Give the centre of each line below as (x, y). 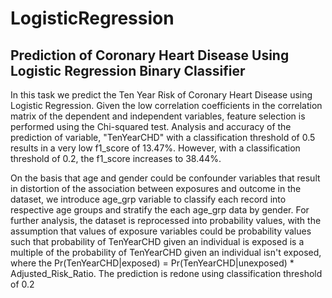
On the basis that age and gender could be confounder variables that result (165, 178)
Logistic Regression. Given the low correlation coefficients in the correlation (166, 105)
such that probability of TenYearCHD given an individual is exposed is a (157, 241)
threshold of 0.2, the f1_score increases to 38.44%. (116, 158)
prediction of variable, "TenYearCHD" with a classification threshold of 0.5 (163, 137)
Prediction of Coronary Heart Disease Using (150, 55)
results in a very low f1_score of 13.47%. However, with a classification (155, 148)
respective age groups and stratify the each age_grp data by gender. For (160, 210)
